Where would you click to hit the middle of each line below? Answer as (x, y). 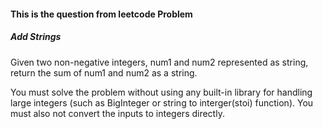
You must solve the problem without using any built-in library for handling (161, 92)
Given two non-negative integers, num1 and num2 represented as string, (159, 62)
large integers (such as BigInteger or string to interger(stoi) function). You (162, 102)
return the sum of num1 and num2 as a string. (104, 72)
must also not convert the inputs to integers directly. (117, 113)
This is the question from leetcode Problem (101, 14)
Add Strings (36, 37)
